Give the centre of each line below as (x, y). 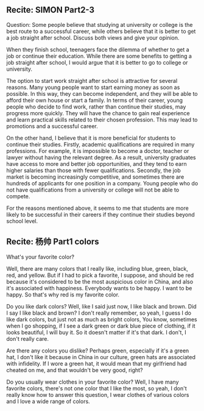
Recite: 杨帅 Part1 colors (53, 242)
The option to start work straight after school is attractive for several (92, 80)
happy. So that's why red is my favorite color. (63, 295)
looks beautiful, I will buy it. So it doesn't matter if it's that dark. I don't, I (97, 332)
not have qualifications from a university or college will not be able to (93, 190)
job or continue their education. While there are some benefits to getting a (99, 56)
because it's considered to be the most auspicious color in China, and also (100, 281)
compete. (18, 196)
